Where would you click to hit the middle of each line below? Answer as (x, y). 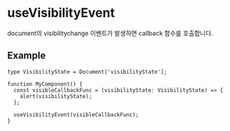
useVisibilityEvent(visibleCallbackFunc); (76, 115)
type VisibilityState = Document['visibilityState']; (87, 71)
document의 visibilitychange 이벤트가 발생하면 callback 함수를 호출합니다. (110, 33)
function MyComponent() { (45, 84)
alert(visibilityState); (56, 96)
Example (27, 56)
